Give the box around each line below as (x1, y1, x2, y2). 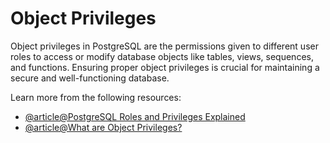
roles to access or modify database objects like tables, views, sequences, (10, 50, 314, 62)
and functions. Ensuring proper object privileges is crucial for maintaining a (10, 61, 320, 73)
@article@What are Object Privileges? (24, 121, 183, 133)
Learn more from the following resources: (10, 91, 182, 103)
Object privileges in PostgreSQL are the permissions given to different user (10, 40, 319, 52)
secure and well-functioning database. (10, 72, 170, 84)
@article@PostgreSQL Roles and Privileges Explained (24, 110, 246, 122)
